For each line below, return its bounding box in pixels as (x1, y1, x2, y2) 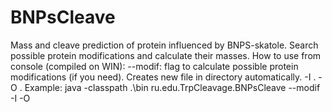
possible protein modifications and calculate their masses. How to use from (10, 49, 322, 61)
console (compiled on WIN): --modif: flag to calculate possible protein (10, 60, 299, 72)
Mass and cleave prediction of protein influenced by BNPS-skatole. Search (10, 39, 319, 51)
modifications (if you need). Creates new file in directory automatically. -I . (10, 71, 317, 83)
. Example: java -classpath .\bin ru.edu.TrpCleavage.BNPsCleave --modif (19, 81, 321, 93)
